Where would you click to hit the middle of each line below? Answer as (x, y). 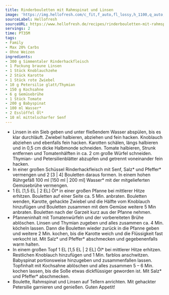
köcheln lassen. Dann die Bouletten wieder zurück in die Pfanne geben (86, 228)
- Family (14, 43)
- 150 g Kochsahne (24, 89)
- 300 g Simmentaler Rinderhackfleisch (47, 61)
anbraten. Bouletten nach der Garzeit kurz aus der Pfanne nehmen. (82, 212)
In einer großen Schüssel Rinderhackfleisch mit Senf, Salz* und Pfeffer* (87, 169)
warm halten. (26, 244)
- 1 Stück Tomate (23, 99)
